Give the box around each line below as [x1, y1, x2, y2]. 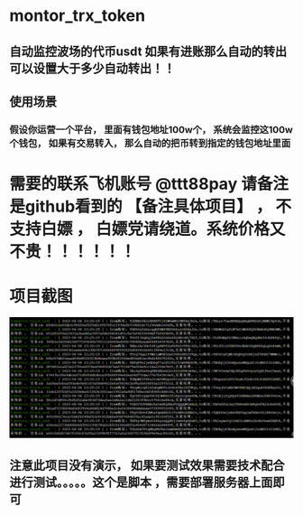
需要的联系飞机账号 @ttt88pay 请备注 [9, 173, 289, 194]
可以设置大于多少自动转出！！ [9, 61, 176, 76]
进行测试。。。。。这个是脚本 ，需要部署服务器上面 [9, 475, 273, 491]
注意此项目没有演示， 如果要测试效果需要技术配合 [9, 458, 285, 473]
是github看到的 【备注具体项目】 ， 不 [9, 196, 292, 217]
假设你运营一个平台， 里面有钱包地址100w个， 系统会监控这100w [9, 123, 293, 136]
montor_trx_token [9, 5, 146, 26]
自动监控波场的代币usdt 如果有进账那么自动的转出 [9, 43, 288, 59]
